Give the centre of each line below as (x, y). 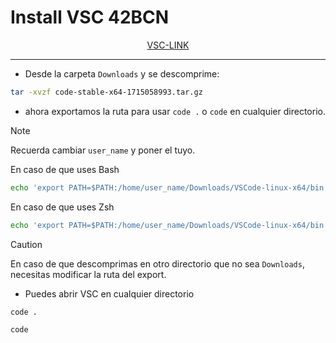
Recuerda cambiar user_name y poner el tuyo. (103, 150)
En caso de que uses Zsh (62, 207)
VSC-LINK (168, 45)
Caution (26, 244)
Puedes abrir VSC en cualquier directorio (109, 293)
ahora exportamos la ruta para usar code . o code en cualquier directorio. (175, 111)
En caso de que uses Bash (65, 169)
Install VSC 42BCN (90, 17)
